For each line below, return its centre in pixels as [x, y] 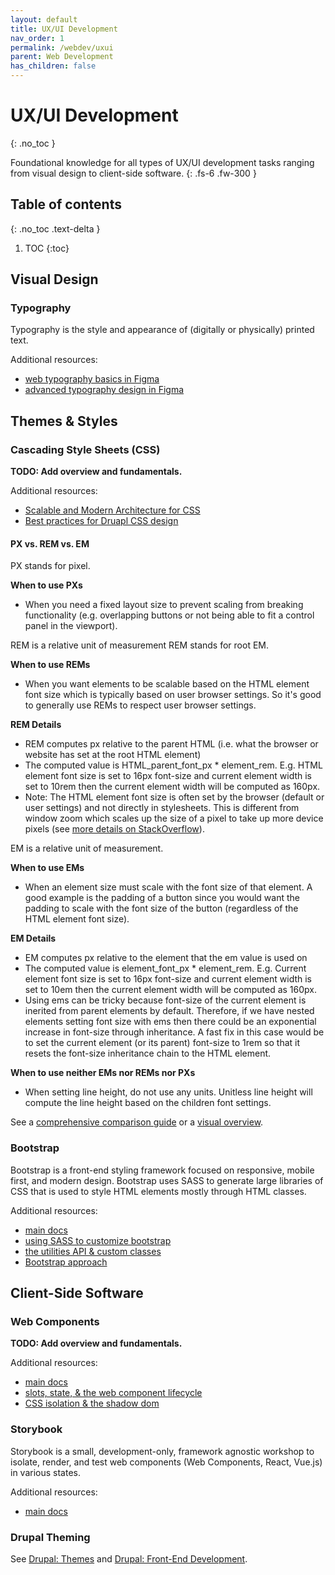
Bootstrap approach [66, 1262]
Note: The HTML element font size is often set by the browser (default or [174, 797]
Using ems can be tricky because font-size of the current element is [165, 1000]
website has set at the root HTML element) [113, 755]
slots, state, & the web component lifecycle [113, 1393]
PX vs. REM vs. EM [50, 543]
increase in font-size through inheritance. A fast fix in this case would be [174, 1032]
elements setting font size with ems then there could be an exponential [170, 1022]
